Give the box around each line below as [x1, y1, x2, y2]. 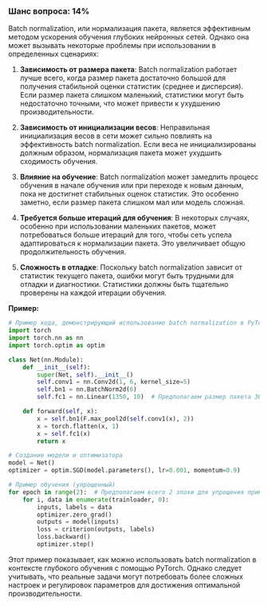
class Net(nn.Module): [8, 356, 84, 364]
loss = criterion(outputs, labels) [37, 525, 156, 533]
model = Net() [8, 459, 56, 467]
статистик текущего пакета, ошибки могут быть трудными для [19, 271, 234, 281]
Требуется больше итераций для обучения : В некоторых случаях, [19, 213, 250, 223]
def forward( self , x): [22, 408, 98, 416]
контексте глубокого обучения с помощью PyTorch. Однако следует [8, 563, 242, 572]
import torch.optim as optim [8, 341, 105, 349]
